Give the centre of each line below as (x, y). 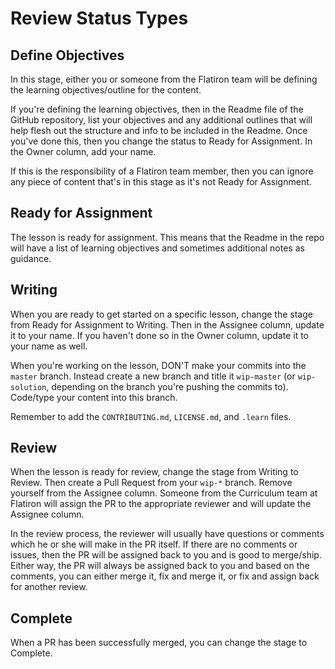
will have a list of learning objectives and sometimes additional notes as (157, 248)
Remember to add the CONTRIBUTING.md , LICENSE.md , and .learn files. (151, 416)
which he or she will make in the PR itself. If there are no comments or (154, 544)
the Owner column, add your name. (83, 151)
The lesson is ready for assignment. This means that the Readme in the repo (167, 237)
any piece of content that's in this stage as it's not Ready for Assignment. (161, 181)
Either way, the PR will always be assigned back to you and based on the (160, 566)
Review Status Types (99, 18)
